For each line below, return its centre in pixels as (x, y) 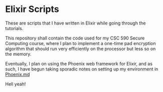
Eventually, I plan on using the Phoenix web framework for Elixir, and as (79, 63)
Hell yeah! (16, 84)
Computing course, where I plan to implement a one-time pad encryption (80, 43)
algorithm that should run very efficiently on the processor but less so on (80, 48)
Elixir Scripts (32, 9)
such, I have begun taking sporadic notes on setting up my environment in (82, 69)
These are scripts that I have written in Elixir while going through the (75, 23)
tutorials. (14, 28)
